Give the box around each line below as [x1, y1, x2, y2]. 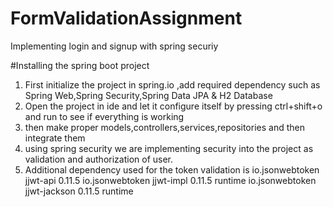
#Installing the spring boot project [10, 59, 150, 71]
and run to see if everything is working [24, 110, 185, 122]
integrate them [24, 132, 86, 144]
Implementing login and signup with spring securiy [10, 40, 219, 52]
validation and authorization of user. [24, 153, 174, 165]
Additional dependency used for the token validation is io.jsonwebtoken [24, 163, 320, 176]
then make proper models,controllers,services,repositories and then [24, 121, 305, 133]
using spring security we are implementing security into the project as [24, 142, 314, 154]
